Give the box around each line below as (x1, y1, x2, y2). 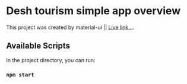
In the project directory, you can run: (6, 56, 96, 63)
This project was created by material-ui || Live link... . (6, 24, 135, 31)
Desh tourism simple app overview (6, 4, 181, 18)
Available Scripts (6, 41, 70, 51)
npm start (6, 71, 34, 78)
